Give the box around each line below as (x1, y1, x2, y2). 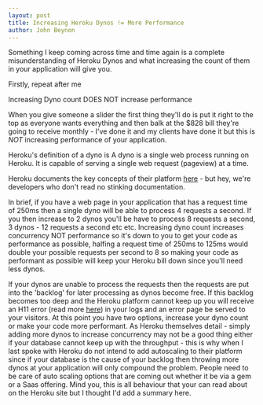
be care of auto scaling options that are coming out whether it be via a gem (8, 371, 251, 381)
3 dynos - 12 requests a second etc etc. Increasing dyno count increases (8, 223, 244, 232)
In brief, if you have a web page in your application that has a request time (8, 197, 248, 207)
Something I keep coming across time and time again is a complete (8, 48, 225, 57)
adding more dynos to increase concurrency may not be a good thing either (8, 330, 254, 339)
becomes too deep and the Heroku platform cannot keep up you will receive (8, 296, 254, 306)
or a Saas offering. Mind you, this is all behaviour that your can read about (8, 380, 248, 389)
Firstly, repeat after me (8, 79, 82, 89)
